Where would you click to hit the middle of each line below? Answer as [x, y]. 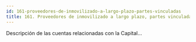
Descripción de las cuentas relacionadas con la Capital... [74, 33]
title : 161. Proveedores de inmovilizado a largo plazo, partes [86, 17]
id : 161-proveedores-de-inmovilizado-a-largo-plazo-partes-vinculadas [94, 11]
